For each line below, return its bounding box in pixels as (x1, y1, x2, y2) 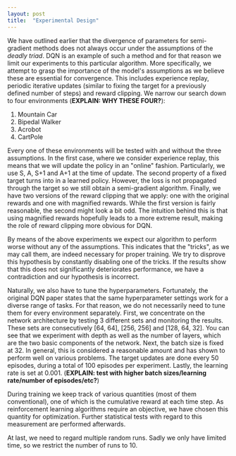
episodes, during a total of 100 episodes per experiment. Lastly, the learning (7, 361, 228, 369)
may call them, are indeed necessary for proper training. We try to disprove (7, 250, 225, 258)
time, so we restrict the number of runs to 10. (7, 440, 138, 449)
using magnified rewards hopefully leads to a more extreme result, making (7, 213, 223, 222)
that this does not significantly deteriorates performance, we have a (7, 265, 204, 273)
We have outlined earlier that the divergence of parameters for (7, 36, 189, 44)
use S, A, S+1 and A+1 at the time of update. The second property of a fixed (7, 169, 227, 177)
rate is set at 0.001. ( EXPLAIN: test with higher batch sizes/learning (7, 368, 206, 377)
